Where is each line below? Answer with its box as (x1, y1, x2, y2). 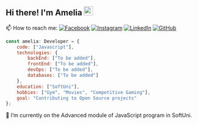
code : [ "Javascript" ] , (16, 44, 74, 50)
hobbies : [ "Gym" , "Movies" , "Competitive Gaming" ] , (16, 89, 150, 95)
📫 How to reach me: (5, 24, 58, 31)
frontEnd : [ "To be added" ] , (27, 61, 99, 67)
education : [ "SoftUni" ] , (16, 84, 80, 90)
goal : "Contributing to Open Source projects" (16, 95, 137, 101)
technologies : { (16, 49, 58, 55)
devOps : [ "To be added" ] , (27, 66, 94, 73)
